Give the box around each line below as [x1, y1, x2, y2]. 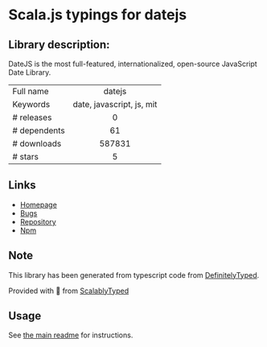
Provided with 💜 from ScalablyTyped [8, 286, 129, 295]
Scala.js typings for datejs [8, 6, 187, 24]
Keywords [12, 99, 51, 109]
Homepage [19, 200, 58, 209]
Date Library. [8, 68, 51, 77]
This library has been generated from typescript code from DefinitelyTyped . [8, 270, 260, 279]
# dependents [12, 125, 66, 136]
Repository [19, 217, 56, 226]
